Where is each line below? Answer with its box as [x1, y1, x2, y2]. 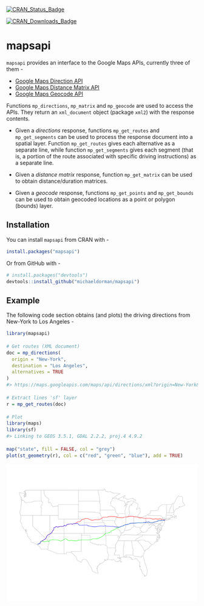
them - [6, 65, 23, 72]
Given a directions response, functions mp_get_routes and [15, 127, 160, 134]
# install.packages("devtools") [6, 272, 88, 278]
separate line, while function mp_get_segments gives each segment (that [15, 146, 194, 153]
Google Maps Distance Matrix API [15, 83, 100, 91]
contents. [6, 115, 30, 122]
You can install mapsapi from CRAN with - [6, 236, 109, 243]
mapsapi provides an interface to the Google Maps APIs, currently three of [6, 58, 190, 66]
